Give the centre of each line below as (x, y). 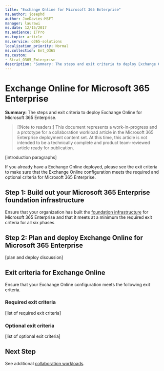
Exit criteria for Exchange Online (55, 273)
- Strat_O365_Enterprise (30, 60)
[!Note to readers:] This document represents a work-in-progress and (87, 127)
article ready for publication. (45, 148)
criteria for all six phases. (30, 222)
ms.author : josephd (25, 14)
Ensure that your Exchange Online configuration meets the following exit (78, 284)
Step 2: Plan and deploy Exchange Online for (74, 238)
